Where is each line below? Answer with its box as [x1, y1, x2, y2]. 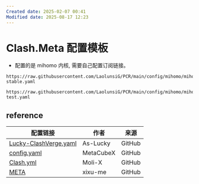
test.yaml [6, 94, 31, 100]
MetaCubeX [82, 149, 115, 157]
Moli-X [82, 159, 102, 167]
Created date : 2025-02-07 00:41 [6, 8, 86, 15]
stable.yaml [6, 79, 36, 85]
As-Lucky [82, 139, 111, 147]
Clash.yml [9, 159, 37, 167]
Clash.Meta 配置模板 [6, 41, 108, 55]
